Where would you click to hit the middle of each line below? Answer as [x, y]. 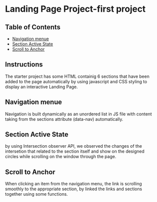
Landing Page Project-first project [75, 9]
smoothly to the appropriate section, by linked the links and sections [74, 189]
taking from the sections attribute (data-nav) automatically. [64, 119]
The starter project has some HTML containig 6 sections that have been [77, 76]
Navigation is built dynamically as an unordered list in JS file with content [78, 114]
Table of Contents [33, 27]
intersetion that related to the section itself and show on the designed [75, 151]
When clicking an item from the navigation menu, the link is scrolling [74, 184]
